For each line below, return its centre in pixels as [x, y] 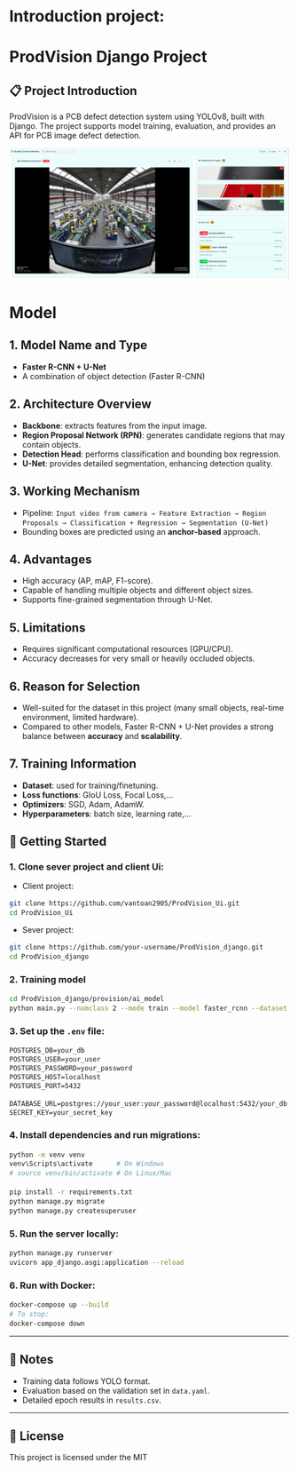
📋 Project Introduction [73, 91]
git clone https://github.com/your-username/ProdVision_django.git [137, 948]
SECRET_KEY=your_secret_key [61, 1113]
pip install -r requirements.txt [71, 1192]
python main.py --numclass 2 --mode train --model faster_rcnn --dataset [149, 1009]
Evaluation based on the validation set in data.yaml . [116, 1390]
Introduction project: [87, 16]
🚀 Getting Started [58, 842]
